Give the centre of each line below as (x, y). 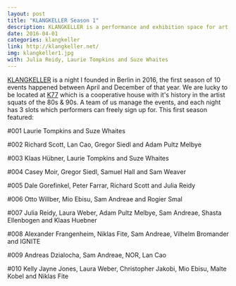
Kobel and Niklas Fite (38, 276)
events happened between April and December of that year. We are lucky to (118, 87)
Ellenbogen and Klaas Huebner (52, 220)
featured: (20, 117)
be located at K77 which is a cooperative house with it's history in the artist (116, 94)
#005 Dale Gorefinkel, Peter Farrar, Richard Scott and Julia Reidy (101, 185)
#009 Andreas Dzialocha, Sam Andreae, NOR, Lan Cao (87, 255)
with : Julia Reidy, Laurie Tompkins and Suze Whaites (88, 60)
